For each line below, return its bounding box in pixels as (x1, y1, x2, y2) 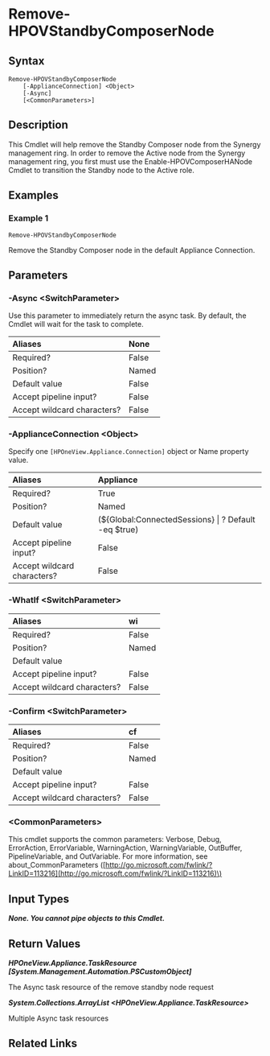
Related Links (8, 1037, 78, 1050)
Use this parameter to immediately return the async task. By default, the (8, 311, 247, 320)
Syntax (8, 54, 45, 68)
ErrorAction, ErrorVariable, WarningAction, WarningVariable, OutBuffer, (8, 843, 243, 853)
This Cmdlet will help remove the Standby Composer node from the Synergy (8, 139, 261, 149)
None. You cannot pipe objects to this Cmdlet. (8, 914, 166, 923)
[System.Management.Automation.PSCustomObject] (8, 967, 192, 976)
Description (8, 118, 68, 132)
